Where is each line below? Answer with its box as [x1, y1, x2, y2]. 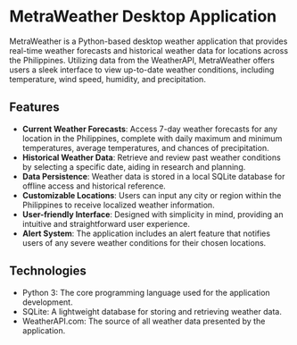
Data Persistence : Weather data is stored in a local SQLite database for [21, 171, 285, 181]
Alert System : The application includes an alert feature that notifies [21, 228, 270, 239]
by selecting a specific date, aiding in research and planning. [21, 161, 246, 172]
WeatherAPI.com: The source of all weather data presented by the [21, 316, 266, 326]
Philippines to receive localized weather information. [21, 199, 216, 210]
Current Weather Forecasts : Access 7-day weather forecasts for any [21, 123, 278, 134]
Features [9, 100, 60, 115]
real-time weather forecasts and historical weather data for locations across [9, 45, 288, 55]
